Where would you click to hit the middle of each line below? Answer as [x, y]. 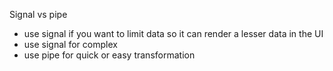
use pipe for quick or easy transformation [109, 55]
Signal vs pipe [38, 14]
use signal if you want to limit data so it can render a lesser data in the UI [173, 33]
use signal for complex [70, 44]
